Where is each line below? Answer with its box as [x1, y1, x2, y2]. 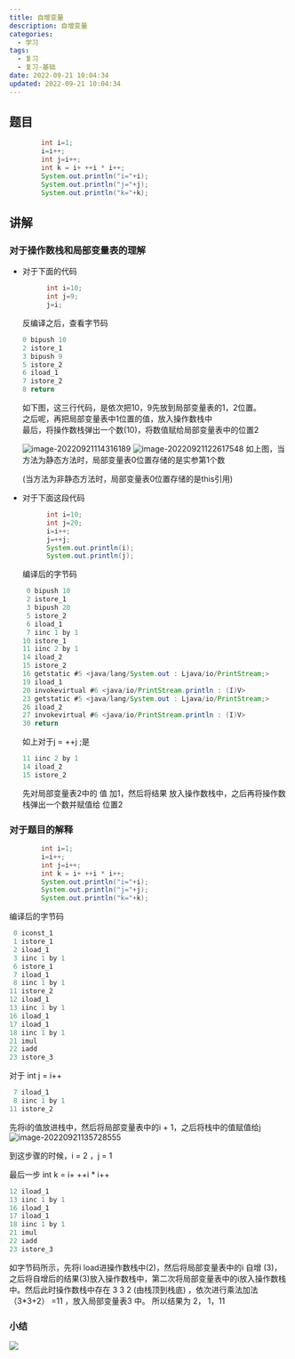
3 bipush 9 [21, 352, 63, 361]
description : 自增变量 [9, 21, 88, 30]
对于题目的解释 [9, 823, 74, 835]
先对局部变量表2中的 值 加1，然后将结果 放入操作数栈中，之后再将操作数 [21, 787, 286, 798]
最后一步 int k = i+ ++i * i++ [9, 1168, 110, 1180]
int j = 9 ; [45, 292, 79, 301]
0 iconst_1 [12, 929, 53, 938]
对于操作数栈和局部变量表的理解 [9, 244, 147, 256]
